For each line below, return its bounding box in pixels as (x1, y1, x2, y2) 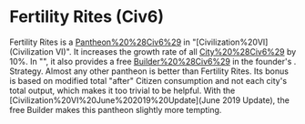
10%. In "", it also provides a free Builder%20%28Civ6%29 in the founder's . (9, 56, 297, 67)
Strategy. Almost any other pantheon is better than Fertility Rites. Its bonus (9, 66, 290, 77)
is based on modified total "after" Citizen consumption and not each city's (9, 75, 288, 86)
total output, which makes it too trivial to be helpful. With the (9, 85, 236, 96)
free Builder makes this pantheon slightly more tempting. (9, 104, 222, 115)
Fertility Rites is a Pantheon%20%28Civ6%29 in (9, 36, 191, 47)
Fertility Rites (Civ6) (9, 6, 164, 27)
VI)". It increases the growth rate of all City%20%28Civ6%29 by (55, 46, 297, 57)
